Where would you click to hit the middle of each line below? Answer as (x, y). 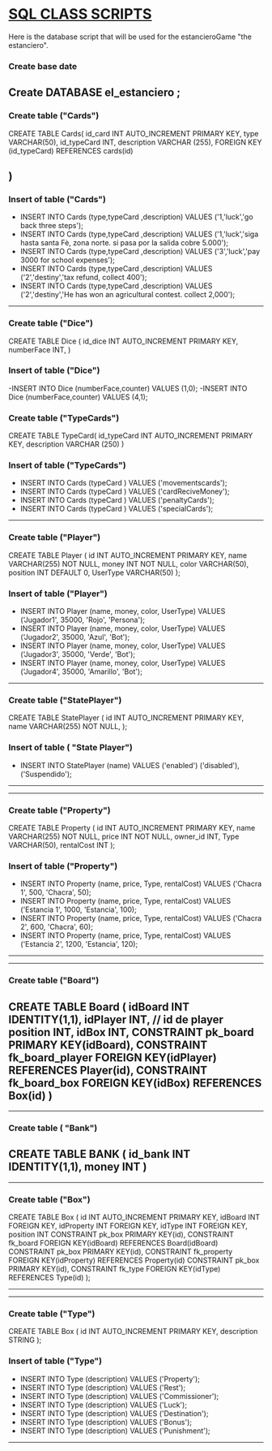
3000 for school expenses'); (68, 260)
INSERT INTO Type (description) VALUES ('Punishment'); (115, 1431)
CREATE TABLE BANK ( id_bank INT (100, 1154)
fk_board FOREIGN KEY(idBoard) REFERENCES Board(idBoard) (113, 1242)
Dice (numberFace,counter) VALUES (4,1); (78, 397)
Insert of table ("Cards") (57, 199)
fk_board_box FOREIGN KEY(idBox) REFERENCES (135, 1083)
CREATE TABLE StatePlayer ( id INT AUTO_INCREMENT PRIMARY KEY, (126, 718)
